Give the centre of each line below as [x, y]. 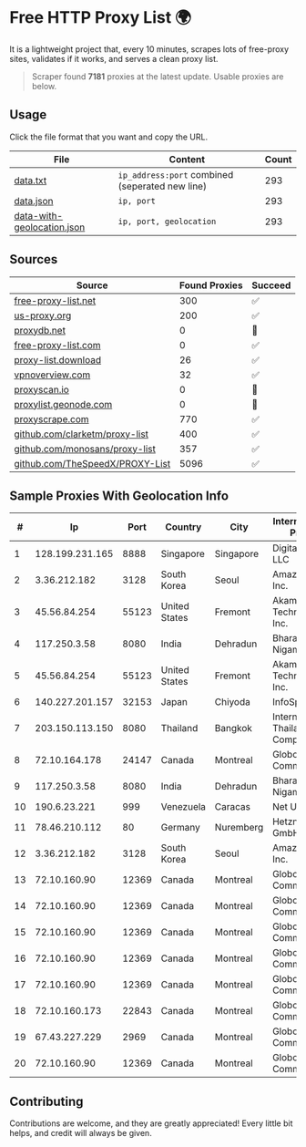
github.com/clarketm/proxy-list [81, 434]
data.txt [31, 181]
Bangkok [234, 728]
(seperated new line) [163, 186]
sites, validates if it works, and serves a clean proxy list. [114, 58]
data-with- [39, 215]
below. [44, 86]
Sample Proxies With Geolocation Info [119, 496]
